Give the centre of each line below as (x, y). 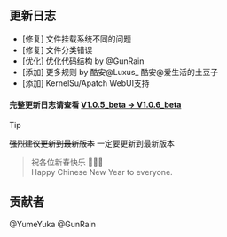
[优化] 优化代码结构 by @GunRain (83, 61)
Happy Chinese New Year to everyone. (102, 172)
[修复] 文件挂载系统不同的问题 (76, 39)
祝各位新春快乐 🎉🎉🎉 (67, 163)
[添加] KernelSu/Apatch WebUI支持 (86, 83)
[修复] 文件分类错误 (57, 50)
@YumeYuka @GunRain (52, 224)
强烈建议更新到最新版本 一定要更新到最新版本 (92, 143)
